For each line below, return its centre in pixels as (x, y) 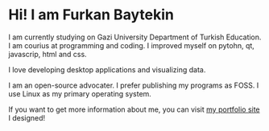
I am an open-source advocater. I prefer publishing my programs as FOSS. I (134, 85)
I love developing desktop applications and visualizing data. (107, 69)
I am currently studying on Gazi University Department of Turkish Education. (135, 37)
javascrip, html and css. (48, 54)
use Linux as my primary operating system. (80, 93)
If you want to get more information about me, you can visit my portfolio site (134, 109)
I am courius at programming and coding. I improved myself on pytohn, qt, (132, 45)
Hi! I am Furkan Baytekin (91, 15)
